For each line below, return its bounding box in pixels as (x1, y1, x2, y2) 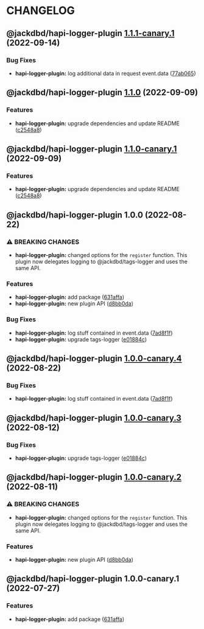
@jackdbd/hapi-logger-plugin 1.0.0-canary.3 (6, 413, 181, 423)
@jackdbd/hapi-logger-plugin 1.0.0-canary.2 (6, 472, 181, 482)
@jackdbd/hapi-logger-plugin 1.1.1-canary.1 (6, 28, 175, 38)
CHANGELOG (6, 4, 75, 18)
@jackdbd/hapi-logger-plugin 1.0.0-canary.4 (6, 353, 182, 363)
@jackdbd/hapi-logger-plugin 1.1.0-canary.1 (6, 144, 177, 154)
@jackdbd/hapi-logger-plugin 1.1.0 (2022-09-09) (6, 87, 199, 98)
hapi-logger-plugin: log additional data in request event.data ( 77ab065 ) (15, 70, 196, 77)
